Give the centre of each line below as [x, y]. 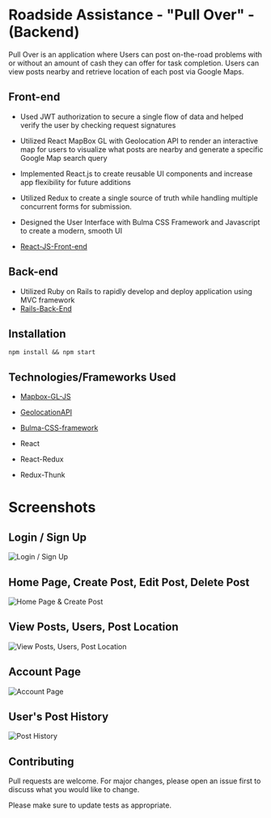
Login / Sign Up [48, 537]
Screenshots [52, 508]
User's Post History [59, 717]
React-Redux [42, 459]
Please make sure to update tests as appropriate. [90, 805]
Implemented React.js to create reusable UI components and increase [136, 173]
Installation [37, 333]
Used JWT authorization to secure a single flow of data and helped [132, 116]
